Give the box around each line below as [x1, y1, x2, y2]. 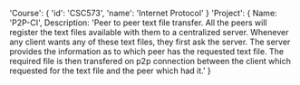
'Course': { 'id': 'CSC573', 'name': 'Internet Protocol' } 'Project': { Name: [9, 8, 278, 18]
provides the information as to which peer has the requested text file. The [9, 46, 284, 57]
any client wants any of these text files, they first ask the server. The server [9, 36, 291, 47]
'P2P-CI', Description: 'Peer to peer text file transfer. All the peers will [9, 17, 267, 28]
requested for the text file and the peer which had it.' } [9, 65, 211, 76]
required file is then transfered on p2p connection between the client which [9, 56, 292, 66]
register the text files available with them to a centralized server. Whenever [9, 27, 289, 37]
